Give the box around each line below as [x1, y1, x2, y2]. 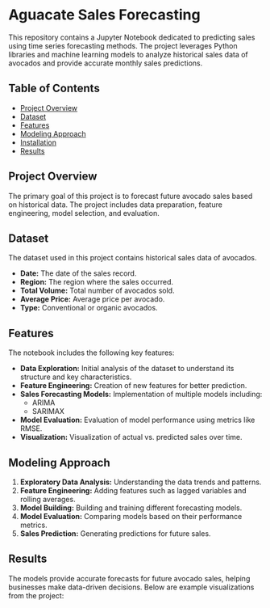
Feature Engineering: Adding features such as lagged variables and [19, 486, 247, 495]
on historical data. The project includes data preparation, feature [8, 200, 223, 209]
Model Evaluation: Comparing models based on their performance [19, 512, 243, 521]
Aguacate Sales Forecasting [8, 6, 201, 24]
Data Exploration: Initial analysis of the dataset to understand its [19, 364, 235, 374]
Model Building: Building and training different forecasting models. [19, 503, 243, 513]
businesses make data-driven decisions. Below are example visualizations [8, 582, 255, 592]
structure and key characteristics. [19, 372, 132, 382]
